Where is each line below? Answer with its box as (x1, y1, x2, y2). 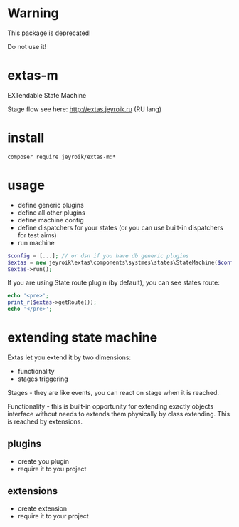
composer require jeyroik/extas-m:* (7, 153, 116, 160)
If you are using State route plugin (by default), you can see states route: (7, 278, 221, 287)
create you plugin (17, 456, 70, 465)
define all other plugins (17, 208, 85, 217)
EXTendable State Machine (7, 91, 87, 99)
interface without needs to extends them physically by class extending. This (7, 409, 230, 418)
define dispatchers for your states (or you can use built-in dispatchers (17, 223, 223, 232)
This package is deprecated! (7, 29, 91, 37)
